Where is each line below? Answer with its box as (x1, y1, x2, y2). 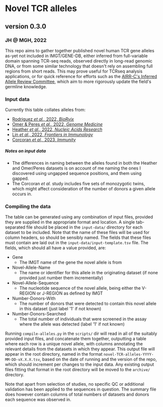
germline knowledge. (5, 83, 48, 90)
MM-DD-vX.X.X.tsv (5, 357, 40, 362)
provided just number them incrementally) (19, 275, 103, 281)
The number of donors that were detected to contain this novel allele (19, 301, 157, 307)
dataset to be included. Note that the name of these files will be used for (5, 230, 149, 235)
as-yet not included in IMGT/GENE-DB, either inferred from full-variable (5, 53, 148, 59)
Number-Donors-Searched (12, 311, 66, 317)
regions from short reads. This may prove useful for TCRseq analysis (5, 68, 143, 74)
